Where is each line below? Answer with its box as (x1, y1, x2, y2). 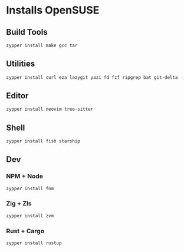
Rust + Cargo (6, 227, 45, 235)
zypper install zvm (6, 213, 54, 218)
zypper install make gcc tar (6, 42, 78, 48)
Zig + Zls (6, 200, 32, 208)
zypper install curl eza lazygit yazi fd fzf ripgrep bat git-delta (6, 74, 178, 80)
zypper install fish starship (6, 138, 81, 144)
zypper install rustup (6, 240, 62, 246)
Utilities (6, 59, 35, 69)
